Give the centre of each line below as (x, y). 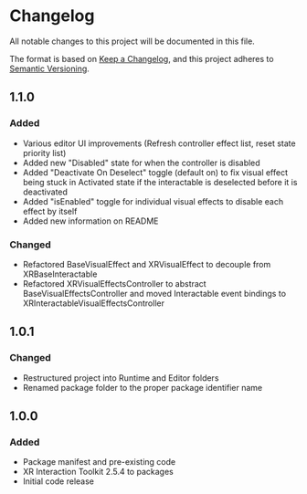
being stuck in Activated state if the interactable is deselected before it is (160, 182)
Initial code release (58, 481)
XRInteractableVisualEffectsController (93, 303)
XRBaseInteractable (60, 274)
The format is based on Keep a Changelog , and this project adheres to (142, 58)
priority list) (44, 152)
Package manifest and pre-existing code (99, 462)
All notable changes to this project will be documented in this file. (132, 41)
